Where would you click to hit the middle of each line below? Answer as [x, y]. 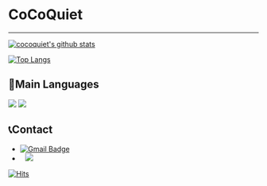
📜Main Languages [54, 85]
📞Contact [31, 130]
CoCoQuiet [46, 15]
